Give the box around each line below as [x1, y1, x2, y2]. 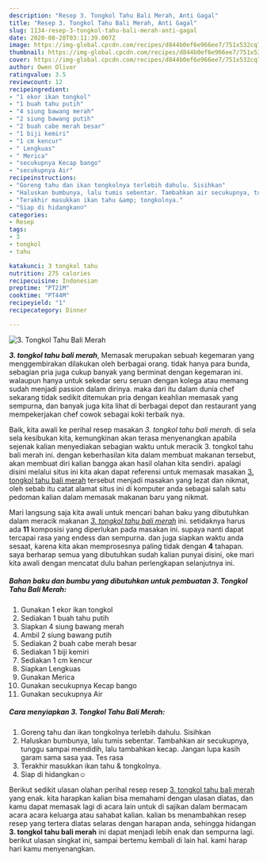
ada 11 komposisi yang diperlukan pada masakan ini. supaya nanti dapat [9, 525, 244, 534]
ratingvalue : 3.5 [9, 71, 67, 79]
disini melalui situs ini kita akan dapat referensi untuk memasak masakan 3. [9, 467, 254, 476]
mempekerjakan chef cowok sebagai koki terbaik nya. [9, 409, 185, 419]
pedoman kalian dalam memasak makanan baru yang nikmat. [9, 492, 209, 502]
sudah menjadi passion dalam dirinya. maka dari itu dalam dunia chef [9, 384, 235, 394]
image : [9, 41, 31, 49]
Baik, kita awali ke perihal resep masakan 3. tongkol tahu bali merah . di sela [9, 425, 256, 434]
